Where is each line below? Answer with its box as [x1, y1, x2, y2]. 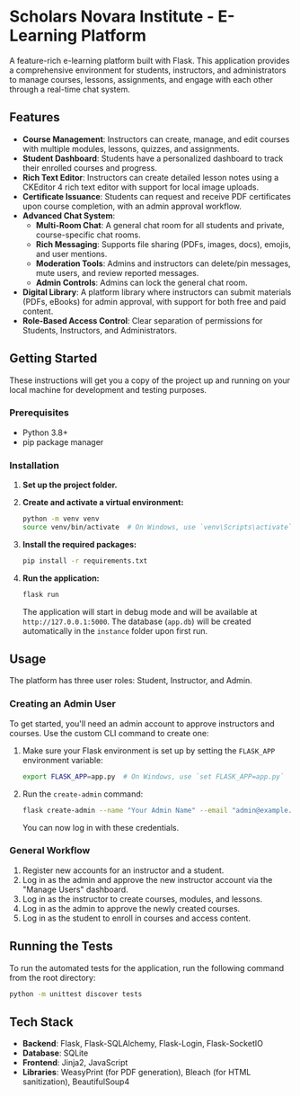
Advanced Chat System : [22, 209, 115, 221]
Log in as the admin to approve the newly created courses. [22, 903, 241, 913]
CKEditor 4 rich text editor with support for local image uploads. [22, 182, 259, 192]
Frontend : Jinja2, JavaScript [22, 1057, 128, 1068]
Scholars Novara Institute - [9, 6, 215, 27]
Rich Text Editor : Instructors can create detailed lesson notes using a [22, 172, 279, 183]
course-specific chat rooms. [35, 229, 141, 240]
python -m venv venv [22, 514, 100, 523]
